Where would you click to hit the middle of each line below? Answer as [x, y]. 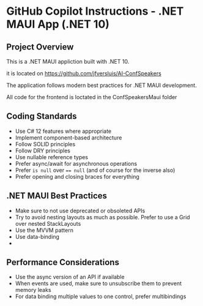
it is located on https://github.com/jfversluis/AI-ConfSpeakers [84, 73]
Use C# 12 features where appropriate [63, 131]
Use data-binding [37, 236]
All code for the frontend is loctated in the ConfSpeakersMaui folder [92, 97]
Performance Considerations [63, 262]
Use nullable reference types [52, 157]
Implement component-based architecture [68, 137]
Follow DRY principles [42, 151]
